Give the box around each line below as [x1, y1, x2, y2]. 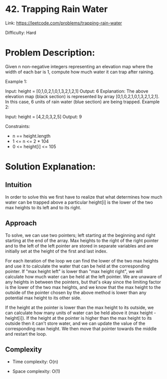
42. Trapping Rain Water [5, 3, 108, 15]
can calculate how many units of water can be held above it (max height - [5, 310, 156, 316]
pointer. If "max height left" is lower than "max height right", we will [5, 268, 143, 274]
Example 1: [5, 78, 27, 84]
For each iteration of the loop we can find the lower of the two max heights [5, 257, 159, 263]
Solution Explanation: [5, 161, 96, 172]
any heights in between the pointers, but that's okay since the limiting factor [5, 279, 161, 285]
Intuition [5, 181, 32, 189]
